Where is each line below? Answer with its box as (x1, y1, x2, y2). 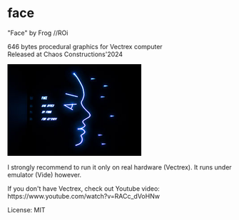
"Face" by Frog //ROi (7, 28, 68, 37)
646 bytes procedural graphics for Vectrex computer (7, 42, 163, 51)
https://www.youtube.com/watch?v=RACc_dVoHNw (7, 192, 161, 200)
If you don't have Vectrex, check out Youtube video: (7, 184, 161, 193)
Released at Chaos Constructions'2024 (7, 50, 123, 58)
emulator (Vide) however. (7, 170, 82, 179)
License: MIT (7, 205, 46, 214)
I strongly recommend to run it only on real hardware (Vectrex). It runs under (7, 162, 232, 172)
